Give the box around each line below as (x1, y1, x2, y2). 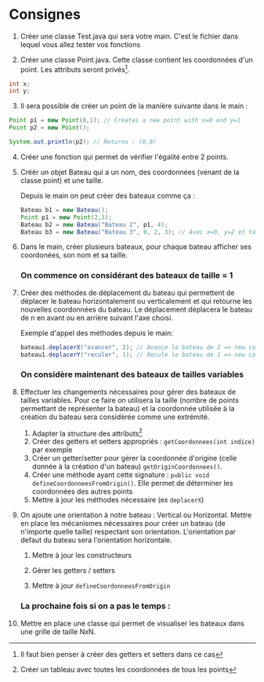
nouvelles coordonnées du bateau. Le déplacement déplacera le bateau (20, 305, 253, 314)
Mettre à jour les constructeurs (31, 551, 132, 560)
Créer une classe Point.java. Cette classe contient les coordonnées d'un (20, 55, 253, 64)
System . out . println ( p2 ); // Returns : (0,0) (9, 138, 157, 146)
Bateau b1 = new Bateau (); (20, 206, 109, 213)
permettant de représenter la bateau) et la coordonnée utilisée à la (20, 403, 235, 413)
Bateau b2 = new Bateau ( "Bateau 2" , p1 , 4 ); (20, 221, 168, 228)
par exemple (31, 445, 73, 454)
